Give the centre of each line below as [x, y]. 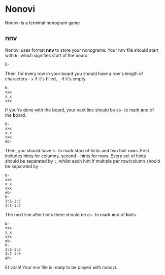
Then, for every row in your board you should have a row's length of [74, 73]
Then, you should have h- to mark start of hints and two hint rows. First [77, 150]
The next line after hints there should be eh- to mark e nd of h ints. [71, 214]
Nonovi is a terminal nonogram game [43, 23]
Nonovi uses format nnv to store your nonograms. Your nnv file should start [82, 50]
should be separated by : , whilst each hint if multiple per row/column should [82, 161]
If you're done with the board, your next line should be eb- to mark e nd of [80, 110]
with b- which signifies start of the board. [47, 55]
